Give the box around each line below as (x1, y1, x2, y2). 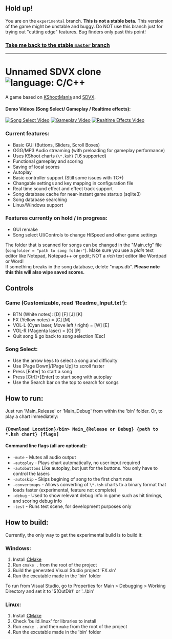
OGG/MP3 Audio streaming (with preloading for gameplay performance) (12, 147, 165, 153)
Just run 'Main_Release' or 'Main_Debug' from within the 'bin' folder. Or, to (5, 408, 163, 414)
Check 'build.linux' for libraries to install (12, 618, 96, 624)
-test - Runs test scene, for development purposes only (12, 503, 132, 509)
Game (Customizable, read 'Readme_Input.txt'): (5, 299, 127, 306)
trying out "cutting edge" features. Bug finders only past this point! (5, 28, 146, 35)
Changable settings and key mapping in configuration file (12, 180, 134, 186)
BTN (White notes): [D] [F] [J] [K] (12, 311, 83, 317)
